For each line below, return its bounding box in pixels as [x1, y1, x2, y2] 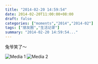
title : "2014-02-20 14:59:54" [5, 7, 67, 12]
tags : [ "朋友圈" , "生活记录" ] [5, 25, 60, 30]
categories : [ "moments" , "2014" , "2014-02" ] [5, 21, 94, 26]
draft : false [5, 16, 32, 21]
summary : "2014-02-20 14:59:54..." [5, 30, 78, 35]
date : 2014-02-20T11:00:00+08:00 [5, 12, 74, 17]
